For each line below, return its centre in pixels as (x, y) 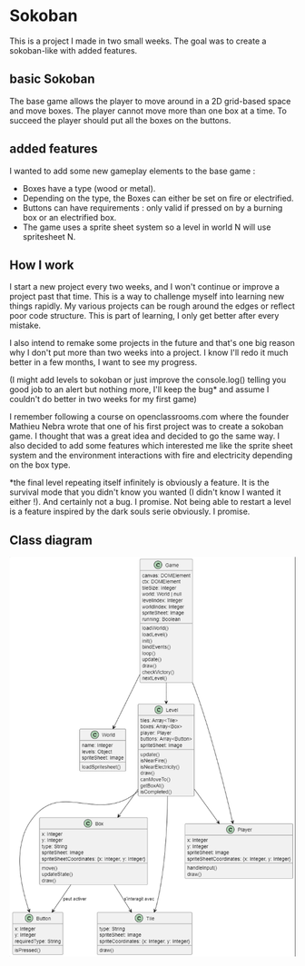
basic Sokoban (52, 79)
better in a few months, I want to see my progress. (103, 362)
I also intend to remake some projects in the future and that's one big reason (152, 343)
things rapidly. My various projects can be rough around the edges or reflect (152, 306)
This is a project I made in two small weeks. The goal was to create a (138, 41)
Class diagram (51, 540)
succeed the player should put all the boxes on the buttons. (120, 120)
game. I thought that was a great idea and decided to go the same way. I (144, 436)
